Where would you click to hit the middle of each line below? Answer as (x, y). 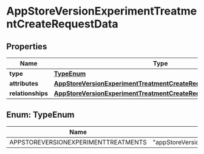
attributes (24, 83)
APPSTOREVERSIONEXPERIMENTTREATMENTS (78, 142)
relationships (29, 93)
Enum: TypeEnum (40, 115)
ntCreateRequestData (62, 24)
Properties (27, 46)
